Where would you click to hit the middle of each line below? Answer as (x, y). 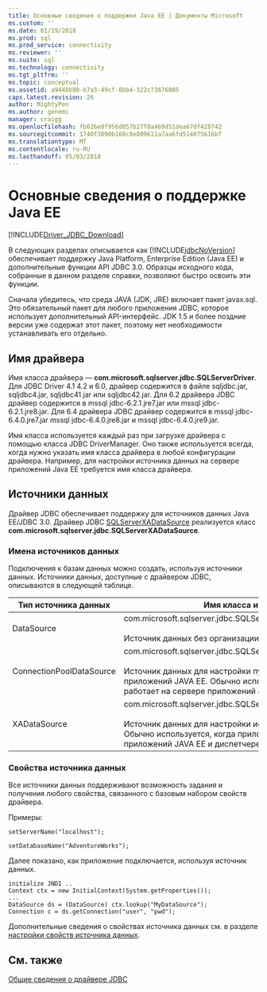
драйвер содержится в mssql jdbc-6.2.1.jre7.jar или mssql (104, 403)
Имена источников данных (64, 551)
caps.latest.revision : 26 (51, 97)
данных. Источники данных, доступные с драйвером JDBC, (110, 577)
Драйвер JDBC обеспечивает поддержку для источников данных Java (129, 513)
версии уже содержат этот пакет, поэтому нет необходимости (115, 325)
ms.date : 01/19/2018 (43, 30)
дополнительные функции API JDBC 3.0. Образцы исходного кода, (121, 267)
